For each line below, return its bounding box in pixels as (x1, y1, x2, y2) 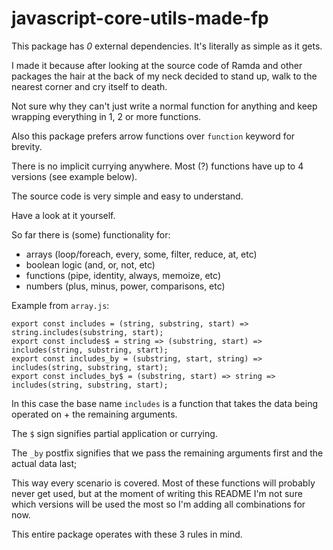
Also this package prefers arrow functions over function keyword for (11, 130, 296, 142)
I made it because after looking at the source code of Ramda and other (11, 59, 303, 71)
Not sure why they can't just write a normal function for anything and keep (11, 100, 318, 112)
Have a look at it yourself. (11, 209, 116, 221)
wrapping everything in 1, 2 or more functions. (11, 110, 202, 122)
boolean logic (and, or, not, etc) (25, 258, 156, 271)
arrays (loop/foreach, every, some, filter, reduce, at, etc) (25, 248, 258, 260)
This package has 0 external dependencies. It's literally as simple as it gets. (11, 40, 323, 52)
